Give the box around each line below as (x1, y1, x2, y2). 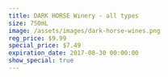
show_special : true (8, 57, 74, 65)
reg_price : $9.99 (8, 34, 67, 43)
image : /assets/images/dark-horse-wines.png (8, 26, 161, 34)
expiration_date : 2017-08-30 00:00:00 (8, 49, 139, 57)
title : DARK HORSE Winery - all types (8, 11, 139, 20)
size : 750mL (8, 19, 48, 27)
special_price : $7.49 (8, 42, 82, 50)
